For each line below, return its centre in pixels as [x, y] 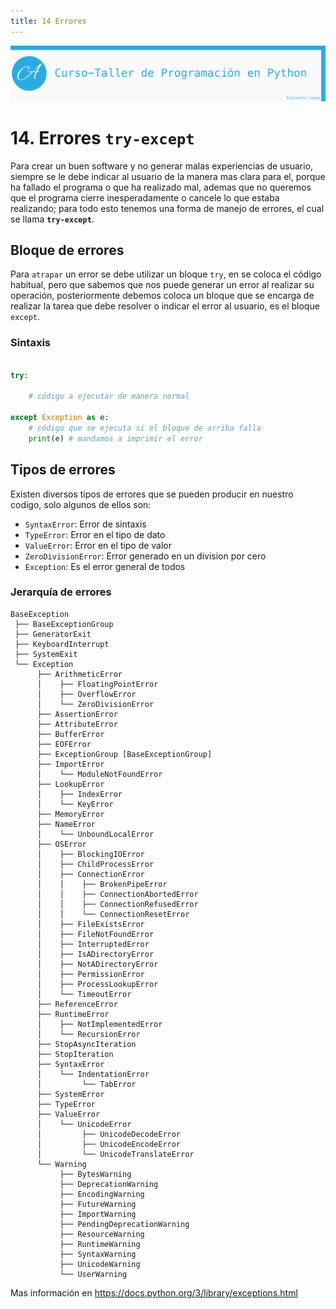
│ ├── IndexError [79, 794]
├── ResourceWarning [102, 1234]
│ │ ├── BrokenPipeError [102, 884]
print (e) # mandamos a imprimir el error [115, 438]
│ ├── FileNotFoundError [95, 934]
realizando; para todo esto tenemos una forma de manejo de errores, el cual [167, 208]
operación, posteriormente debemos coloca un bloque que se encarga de [162, 296]
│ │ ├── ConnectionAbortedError [117, 894]
